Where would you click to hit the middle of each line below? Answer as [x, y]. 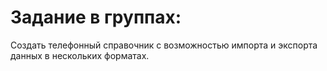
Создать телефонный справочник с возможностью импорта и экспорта [164, 45]
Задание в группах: [96, 17]
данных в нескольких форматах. [80, 55]
